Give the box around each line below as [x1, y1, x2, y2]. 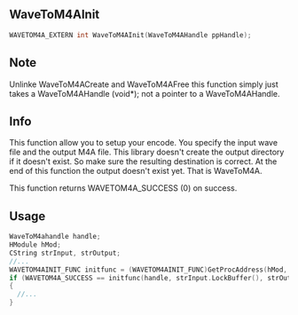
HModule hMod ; [9, 240, 62, 249]
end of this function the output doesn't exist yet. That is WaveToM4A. [9, 166, 263, 177]
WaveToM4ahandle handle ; [9, 232, 101, 241]
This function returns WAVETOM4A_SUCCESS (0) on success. [9, 183, 238, 193]
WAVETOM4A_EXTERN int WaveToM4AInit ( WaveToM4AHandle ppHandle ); [9, 30, 252, 39]
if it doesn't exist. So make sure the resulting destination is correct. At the [9, 156, 278, 167]
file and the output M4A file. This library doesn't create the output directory [9, 146, 285, 158]
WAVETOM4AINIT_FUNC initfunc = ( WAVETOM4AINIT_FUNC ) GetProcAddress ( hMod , [9, 265, 288, 274]
